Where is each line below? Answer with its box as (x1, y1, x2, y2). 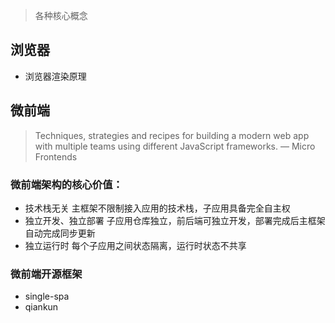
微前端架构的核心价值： (10, 177, 123, 191)
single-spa (24, 290, 70, 303)
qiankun (24, 301, 59, 313)
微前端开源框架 (10, 267, 83, 281)
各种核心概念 (34, 10, 88, 21)
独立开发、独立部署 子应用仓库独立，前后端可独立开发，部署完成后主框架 (24, 214, 326, 226)
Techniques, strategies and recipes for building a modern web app (34, 129, 310, 141)
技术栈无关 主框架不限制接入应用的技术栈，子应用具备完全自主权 (24, 202, 291, 214)
